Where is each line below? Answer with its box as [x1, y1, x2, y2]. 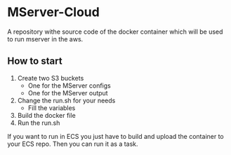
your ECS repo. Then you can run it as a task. [7, 140, 138, 148]
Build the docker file [17, 111, 76, 119]
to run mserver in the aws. [7, 34, 84, 43]
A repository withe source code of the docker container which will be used [7, 27, 223, 36]
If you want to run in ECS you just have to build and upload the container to [7, 132, 225, 140]
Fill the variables [27, 103, 76, 112]
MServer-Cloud [7, 4, 100, 20]
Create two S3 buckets [17, 74, 84, 82]
